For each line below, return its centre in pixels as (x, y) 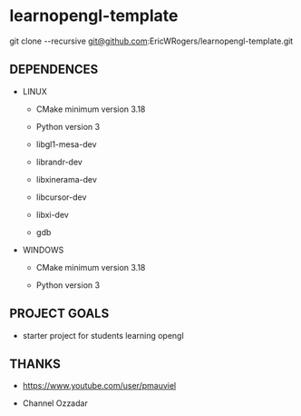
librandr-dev (59, 162)
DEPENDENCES (54, 69)
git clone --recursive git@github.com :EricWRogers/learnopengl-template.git (151, 41)
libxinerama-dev (67, 179)
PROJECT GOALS (59, 314)
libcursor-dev (61, 197)
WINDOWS (43, 250)
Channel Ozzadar (55, 403)
